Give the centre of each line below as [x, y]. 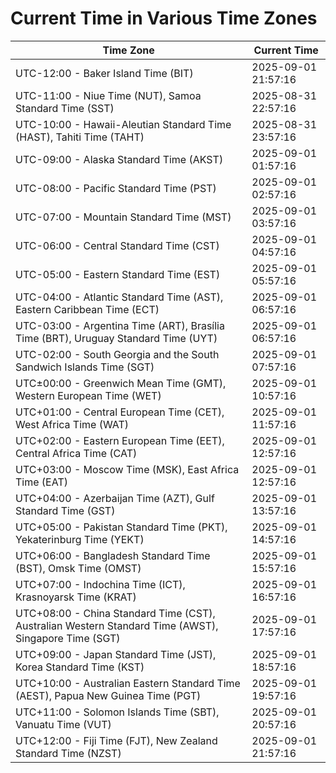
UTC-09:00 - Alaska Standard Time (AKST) [119, 159]
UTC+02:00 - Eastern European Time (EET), [120, 440]
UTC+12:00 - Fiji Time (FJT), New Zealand [116, 740]
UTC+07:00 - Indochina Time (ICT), [100, 584]
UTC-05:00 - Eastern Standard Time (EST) [118, 274]
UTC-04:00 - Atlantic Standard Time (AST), [119, 297]
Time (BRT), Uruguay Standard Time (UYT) [116, 338]
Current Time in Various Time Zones [164, 18]
